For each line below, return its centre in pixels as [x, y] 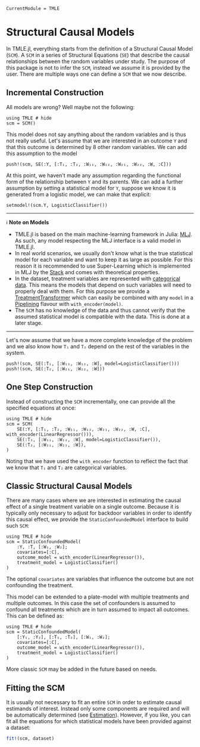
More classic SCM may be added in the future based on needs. [82, 669]
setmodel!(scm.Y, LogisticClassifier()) [57, 205]
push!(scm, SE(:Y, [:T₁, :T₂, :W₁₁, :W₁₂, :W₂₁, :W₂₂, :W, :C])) [89, 164]
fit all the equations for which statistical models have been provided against [99, 721]
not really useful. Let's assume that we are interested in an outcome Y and [97, 141]
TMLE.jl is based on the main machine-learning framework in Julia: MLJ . [103, 234]
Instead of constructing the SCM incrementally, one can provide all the [91, 401]
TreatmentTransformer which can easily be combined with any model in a [104, 297]
